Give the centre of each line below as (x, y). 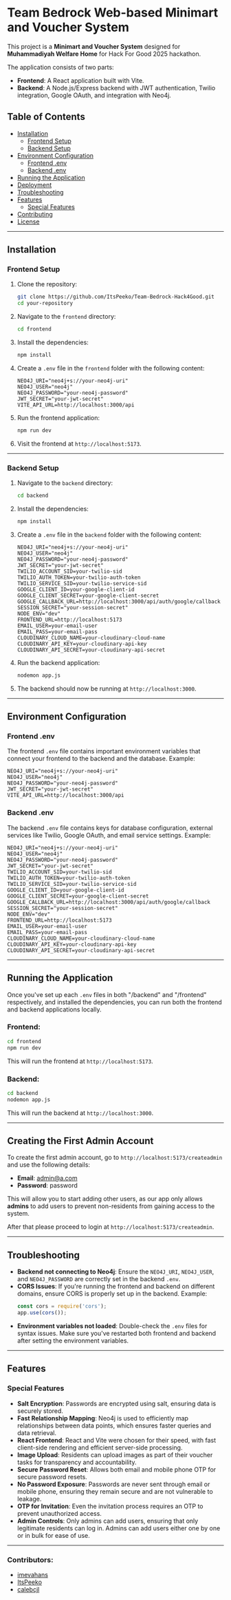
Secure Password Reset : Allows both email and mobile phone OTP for (117, 1469)
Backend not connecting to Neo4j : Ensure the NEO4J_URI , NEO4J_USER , (115, 1272)
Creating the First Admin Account (80, 1141)
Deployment (34, 185)
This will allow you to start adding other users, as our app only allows (105, 1199)
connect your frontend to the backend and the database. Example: (101, 759)
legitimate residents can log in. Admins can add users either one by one (119, 1528)
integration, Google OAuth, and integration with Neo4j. (94, 95)
